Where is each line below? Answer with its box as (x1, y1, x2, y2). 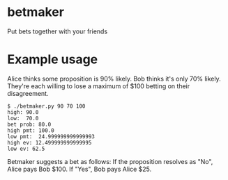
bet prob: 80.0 (7, 121, 52, 128)
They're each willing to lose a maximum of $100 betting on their (7, 81, 190, 90)
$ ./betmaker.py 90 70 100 (7, 102, 86, 110)
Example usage (7, 51, 98, 67)
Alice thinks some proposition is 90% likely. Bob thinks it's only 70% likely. (7, 74, 221, 83)
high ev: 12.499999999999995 (7, 139, 92, 146)
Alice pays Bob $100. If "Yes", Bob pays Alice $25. (7, 165, 152, 173)
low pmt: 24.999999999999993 (7, 133, 96, 140)
